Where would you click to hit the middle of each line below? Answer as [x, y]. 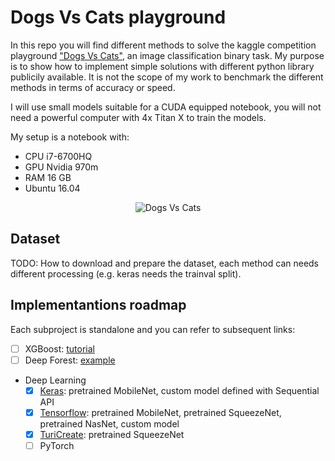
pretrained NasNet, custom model [109, 423]
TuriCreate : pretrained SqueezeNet [112, 434]
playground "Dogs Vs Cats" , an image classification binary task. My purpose [167, 55]
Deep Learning [55, 380]
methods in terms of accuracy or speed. [93, 87]
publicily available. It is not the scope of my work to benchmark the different [167, 77]
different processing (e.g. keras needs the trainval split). [126, 273]
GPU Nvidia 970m [61, 167]
